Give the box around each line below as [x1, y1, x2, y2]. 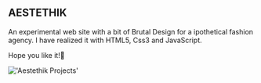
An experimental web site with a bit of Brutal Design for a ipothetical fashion [8, 27, 253, 36]
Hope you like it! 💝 [8, 50, 65, 60]
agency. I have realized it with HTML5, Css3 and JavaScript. [8, 35, 202, 45]
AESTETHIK [8, 6, 67, 20]
